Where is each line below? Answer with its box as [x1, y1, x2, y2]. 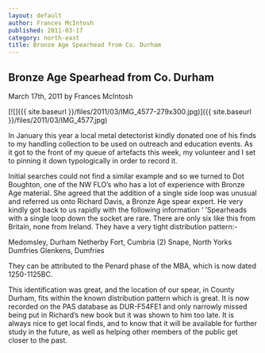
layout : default [8, 11, 62, 20]
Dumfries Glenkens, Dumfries [8, 245, 105, 255]
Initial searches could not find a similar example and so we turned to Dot [8, 171, 244, 181]
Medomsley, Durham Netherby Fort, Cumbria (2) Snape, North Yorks [8, 237, 232, 247]
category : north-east [8, 33, 80, 42]
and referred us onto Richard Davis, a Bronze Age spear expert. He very [8, 196, 244, 206]
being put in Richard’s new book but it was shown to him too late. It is [8, 310, 234, 320]
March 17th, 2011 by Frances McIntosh [8, 91, 133, 101]
